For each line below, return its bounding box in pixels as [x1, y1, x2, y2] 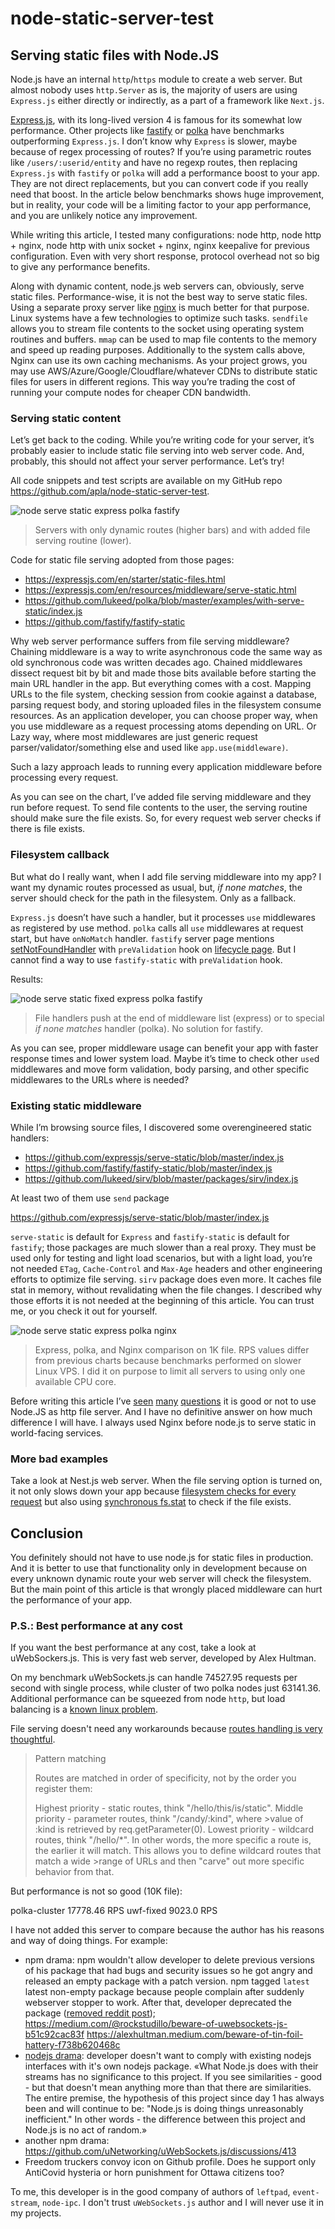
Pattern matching [34, 1753, 107, 1765]
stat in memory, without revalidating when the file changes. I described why [10, 1283, 323, 1296]
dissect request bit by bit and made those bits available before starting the [10, 667, 317, 679]
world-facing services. [10, 1427, 104, 1439]
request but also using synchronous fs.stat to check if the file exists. [10, 1496, 292, 1508]
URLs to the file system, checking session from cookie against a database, [10, 688, 318, 701]
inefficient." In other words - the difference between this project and [24, 2113, 306, 2126]
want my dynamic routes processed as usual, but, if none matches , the [10, 881, 303, 893]
